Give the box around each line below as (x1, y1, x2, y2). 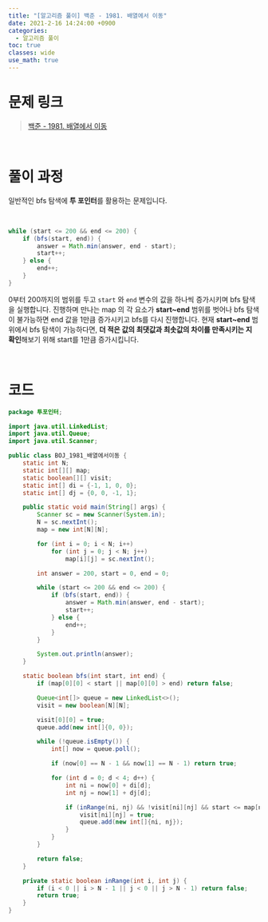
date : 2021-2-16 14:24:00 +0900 (8, 19, 116, 27)
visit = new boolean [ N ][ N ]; (37, 701, 130, 709)
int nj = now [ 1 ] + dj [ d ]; (65, 788, 152, 796)
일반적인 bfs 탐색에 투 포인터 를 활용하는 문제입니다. (8, 195, 167, 205)
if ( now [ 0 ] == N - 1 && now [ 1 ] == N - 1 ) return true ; (50, 760, 238, 768)
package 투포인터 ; (8, 408, 63, 416)
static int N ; (22, 459, 69, 468)
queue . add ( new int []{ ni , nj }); (79, 818, 183, 826)
